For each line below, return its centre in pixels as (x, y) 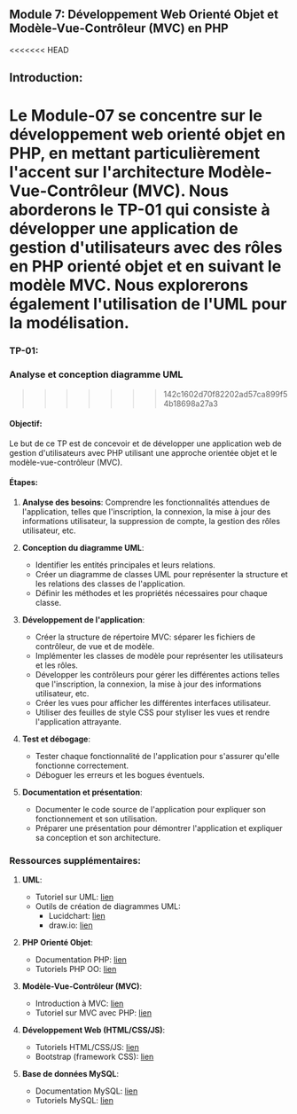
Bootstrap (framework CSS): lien (94, 1057)
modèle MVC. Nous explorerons (129, 285)
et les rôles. (56, 665)
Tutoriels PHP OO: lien (76, 969)
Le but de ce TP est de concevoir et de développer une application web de (145, 443)
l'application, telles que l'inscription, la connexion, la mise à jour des (146, 512)
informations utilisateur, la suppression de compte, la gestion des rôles (151, 522)
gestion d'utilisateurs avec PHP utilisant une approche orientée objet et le (143, 452)
